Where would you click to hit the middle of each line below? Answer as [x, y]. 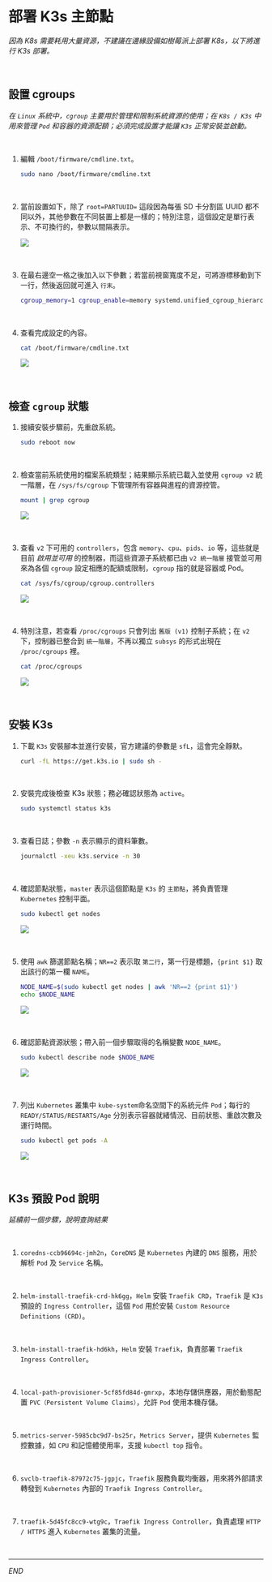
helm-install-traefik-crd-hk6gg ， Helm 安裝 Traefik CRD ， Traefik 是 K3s [142, 1296]
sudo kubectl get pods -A [64, 1141]
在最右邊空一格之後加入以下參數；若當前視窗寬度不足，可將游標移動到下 [140, 275]
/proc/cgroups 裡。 [52, 651]
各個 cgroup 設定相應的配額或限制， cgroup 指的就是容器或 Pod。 [141, 568]
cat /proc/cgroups [51, 666]
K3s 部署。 [36, 50]
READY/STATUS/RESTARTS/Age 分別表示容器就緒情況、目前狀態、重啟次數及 [141, 1115]
